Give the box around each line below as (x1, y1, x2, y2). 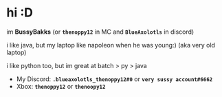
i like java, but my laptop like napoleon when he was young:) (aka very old (6, 41, 216, 49)
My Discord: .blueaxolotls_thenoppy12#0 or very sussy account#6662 (16, 74, 213, 83)
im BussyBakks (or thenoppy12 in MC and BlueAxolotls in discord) (6, 28, 195, 36)
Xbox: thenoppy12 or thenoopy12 (16, 82, 106, 90)
